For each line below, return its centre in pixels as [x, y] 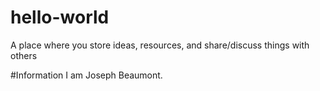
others [24, 55]
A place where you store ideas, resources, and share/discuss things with [160, 45]
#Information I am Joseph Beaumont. [86, 75]
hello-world [60, 17]
